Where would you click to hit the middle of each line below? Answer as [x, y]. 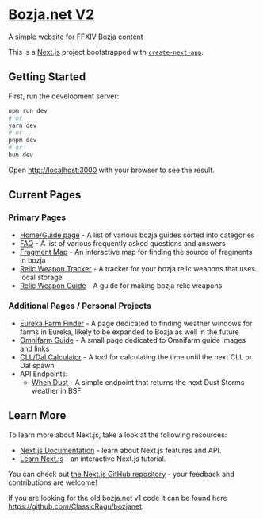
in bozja [32, 260]
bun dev [21, 155]
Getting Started [47, 77]
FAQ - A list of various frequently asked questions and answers [122, 243]
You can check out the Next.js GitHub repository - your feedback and [122, 474]
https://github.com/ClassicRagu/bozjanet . [76, 506]
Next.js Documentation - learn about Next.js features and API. [120, 450]
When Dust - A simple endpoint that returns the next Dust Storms [138, 382]
